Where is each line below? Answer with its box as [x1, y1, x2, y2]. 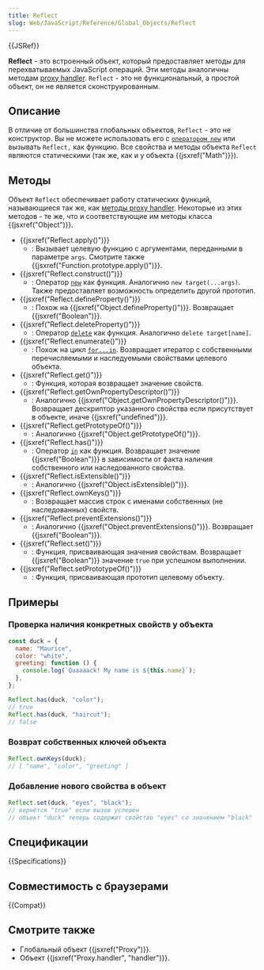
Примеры [8, 596, 59, 609]
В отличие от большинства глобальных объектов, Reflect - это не [8, 125, 232, 135]
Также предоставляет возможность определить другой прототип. [31, 286, 256, 296]
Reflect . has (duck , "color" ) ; [8, 696, 104, 704]
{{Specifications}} [8, 857, 67, 866]
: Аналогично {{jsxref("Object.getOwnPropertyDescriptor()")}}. [31, 396, 239, 405]
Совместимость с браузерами [8, 880, 168, 893]
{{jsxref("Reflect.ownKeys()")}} [19, 489, 122, 498]
